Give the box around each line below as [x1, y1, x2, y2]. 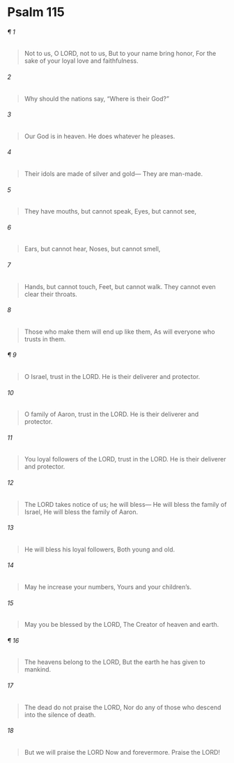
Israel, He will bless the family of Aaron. [24, 508, 138, 516]
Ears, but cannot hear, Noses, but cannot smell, [24, 245, 161, 253]
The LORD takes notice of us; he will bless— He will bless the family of [24, 500, 227, 508]
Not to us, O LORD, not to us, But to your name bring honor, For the [24, 50, 217, 58]
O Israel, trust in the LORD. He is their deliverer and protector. [24, 373, 201, 381]
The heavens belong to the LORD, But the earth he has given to [24, 658, 205, 667]
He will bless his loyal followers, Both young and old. [24, 545, 175, 554]
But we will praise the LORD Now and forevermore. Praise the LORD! [24, 748, 221, 756]
